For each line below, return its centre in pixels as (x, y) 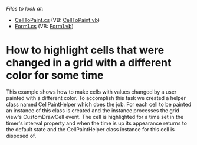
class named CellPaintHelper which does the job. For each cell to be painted (99, 104)
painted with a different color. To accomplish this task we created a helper (96, 98)
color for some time (55, 75)
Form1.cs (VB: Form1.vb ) (44, 26)
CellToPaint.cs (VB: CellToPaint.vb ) (57, 20)
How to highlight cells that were (85, 50)
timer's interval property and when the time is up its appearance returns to (97, 123)
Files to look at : (25, 9)
